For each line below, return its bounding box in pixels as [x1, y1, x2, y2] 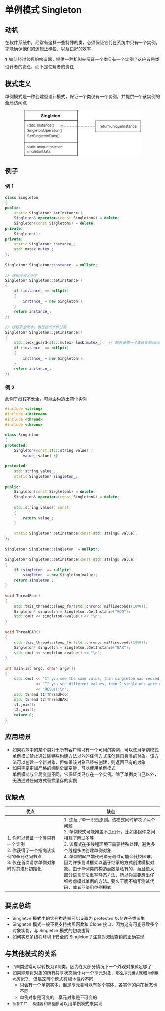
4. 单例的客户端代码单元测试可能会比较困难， [63, 854, 156, 859]
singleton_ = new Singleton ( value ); [23, 573, 98, 578]
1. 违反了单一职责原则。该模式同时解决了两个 [63, 817, 156, 823]
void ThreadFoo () [5, 593, 41, 598]
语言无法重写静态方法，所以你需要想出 [72, 872, 150, 878]
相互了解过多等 [63, 835, 94, 841]
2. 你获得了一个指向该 [7, 847, 52, 854]
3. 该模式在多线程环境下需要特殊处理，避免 [63, 841, 151, 847]
